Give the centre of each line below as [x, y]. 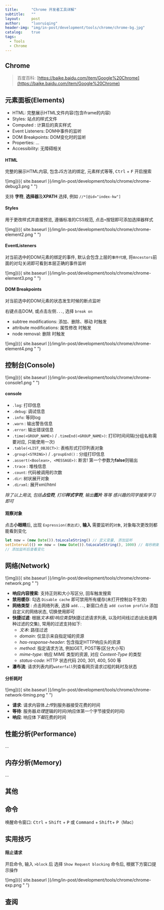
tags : [10, 37]
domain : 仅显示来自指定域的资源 [52, 636]
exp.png [13, 885]
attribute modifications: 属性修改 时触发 [52, 328]
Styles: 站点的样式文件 [35, 119]
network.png [18, 583]
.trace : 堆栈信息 [29, 466]
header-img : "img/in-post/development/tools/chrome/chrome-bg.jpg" [75, 28]
